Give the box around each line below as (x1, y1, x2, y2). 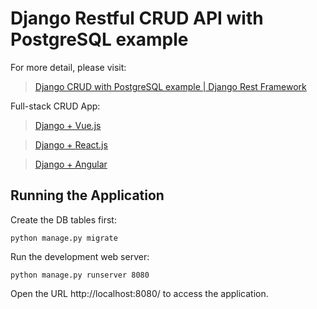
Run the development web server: (10, 250, 150, 262)
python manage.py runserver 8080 (10, 270, 150, 280)
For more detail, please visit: (10, 61, 127, 73)
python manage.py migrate (10, 233, 118, 243)
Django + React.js (34, 138, 108, 151)
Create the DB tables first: (10, 213, 117, 226)
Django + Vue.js (34, 119, 102, 131)
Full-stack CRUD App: (10, 100, 101, 112)
